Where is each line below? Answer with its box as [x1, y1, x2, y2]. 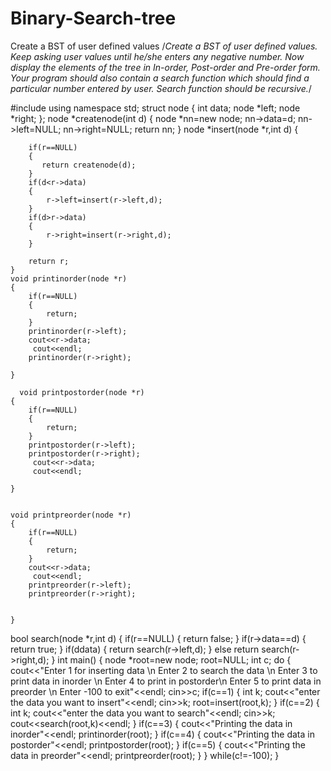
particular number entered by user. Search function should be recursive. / [10, 82, 312, 94]
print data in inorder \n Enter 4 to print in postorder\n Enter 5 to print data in [10, 675, 322, 687]
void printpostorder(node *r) [19, 387, 145, 397]
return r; [28, 256, 70, 266]
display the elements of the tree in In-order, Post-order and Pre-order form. [10, 61, 321, 73]
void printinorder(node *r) [10, 273, 128, 284]
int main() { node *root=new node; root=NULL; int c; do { [57, 653, 292, 666]
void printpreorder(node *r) [10, 510, 132, 520]
